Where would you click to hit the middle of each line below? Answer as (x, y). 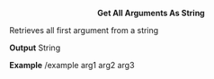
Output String (35, 48)
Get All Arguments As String (151, 13)
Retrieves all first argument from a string (84, 30)
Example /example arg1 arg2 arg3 (72, 65)
